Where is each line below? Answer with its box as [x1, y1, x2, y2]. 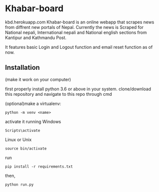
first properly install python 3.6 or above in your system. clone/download [5, 86, 151, 92]
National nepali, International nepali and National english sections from [5, 29, 147, 35]
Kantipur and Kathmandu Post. [5, 35, 67, 41]
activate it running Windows [5, 118, 61, 125]
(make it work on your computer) [5, 76, 71, 82]
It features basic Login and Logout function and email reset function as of [5, 44, 153, 50]
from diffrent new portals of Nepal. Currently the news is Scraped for [5, 24, 144, 30]
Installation [5, 64, 40, 72]
